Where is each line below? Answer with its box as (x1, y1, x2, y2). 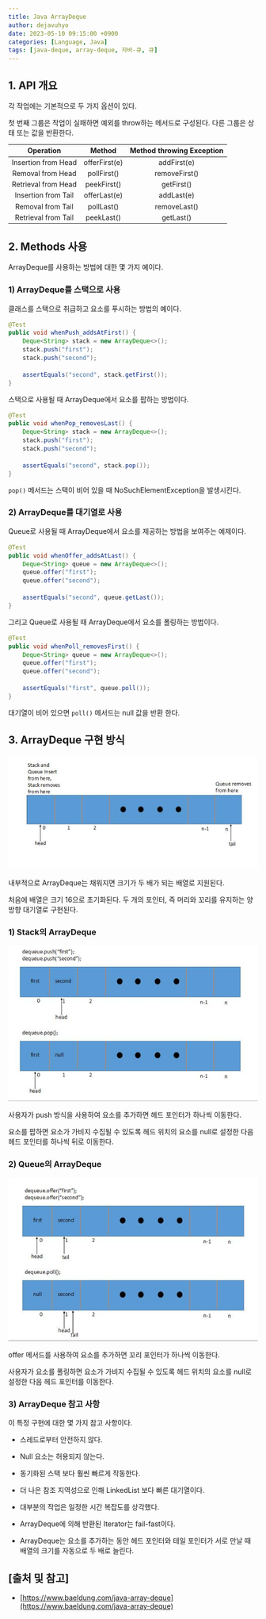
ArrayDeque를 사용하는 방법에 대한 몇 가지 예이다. (8, 263, 164, 272)
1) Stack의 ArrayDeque (8, 927, 97, 938)
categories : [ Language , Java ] (8, 38, 108, 46)
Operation (27, 146, 62, 155)
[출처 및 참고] (8, 1571, 70, 1585)
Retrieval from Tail (14, 213, 74, 222)
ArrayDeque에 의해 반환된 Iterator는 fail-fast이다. (19, 1519, 176, 1529)
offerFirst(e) (83, 157, 123, 167)
